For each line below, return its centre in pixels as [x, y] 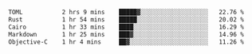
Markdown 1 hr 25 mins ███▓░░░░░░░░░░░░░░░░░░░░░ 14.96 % [126, 34]
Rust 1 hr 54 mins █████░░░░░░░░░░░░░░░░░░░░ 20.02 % [126, 19]
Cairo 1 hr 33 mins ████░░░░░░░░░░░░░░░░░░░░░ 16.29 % [126, 27]
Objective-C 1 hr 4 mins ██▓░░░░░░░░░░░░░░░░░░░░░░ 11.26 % [126, 42]
